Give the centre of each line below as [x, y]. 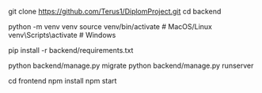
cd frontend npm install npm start [63, 81]
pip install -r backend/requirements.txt [71, 50]
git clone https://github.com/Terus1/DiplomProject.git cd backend [115, 11]
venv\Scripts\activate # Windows [62, 35]
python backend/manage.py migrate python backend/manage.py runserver [131, 65]
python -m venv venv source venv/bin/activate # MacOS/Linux [110, 26]
